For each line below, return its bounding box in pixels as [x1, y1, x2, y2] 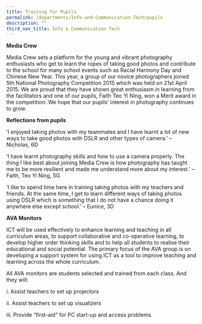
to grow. [6, 105, 27, 112]
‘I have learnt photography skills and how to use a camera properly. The [6, 153, 185, 160]
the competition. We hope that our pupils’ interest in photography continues [6, 99, 194, 106]
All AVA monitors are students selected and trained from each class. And [6, 270, 187, 277]
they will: [6, 276, 29, 284]
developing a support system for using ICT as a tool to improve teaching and [6, 252, 197, 259]
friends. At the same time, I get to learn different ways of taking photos [6, 190, 182, 198]
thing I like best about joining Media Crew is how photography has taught [6, 159, 188, 166]
